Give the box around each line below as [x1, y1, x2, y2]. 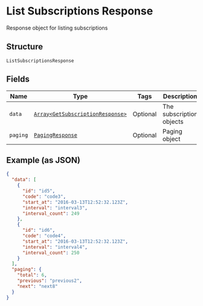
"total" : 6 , [17, 272, 47, 278]
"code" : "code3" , [22, 193, 66, 200]
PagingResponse [34, 132, 77, 138]
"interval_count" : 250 [22, 249, 80, 256]
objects [162, 117, 184, 126]
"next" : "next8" [17, 283, 59, 289]
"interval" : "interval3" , [22, 205, 88, 211]
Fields [6, 74, 30, 84]
